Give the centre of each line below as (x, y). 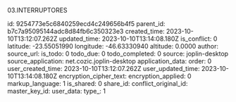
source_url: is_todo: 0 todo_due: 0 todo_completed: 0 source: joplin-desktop (118, 53)
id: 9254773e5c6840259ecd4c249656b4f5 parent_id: (86, 24)
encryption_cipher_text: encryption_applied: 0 (125, 76)
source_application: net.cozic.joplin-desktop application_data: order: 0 (110, 61)
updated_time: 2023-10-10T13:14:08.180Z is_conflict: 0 (138, 39)
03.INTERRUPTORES (38, 10)
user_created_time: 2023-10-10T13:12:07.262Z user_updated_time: (104, 69)
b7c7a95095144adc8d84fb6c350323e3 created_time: (86, 31)
